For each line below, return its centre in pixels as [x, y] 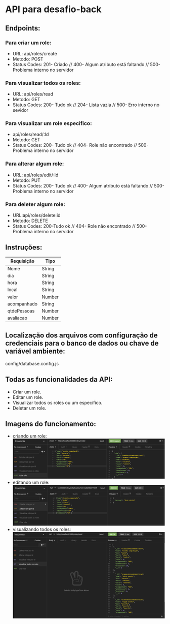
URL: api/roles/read [33, 94]
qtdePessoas [21, 311]
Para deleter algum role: [35, 204]
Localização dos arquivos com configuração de [81, 336]
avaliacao [17, 318]
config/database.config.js [32, 363]
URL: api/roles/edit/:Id [35, 175]
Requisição [22, 261]
